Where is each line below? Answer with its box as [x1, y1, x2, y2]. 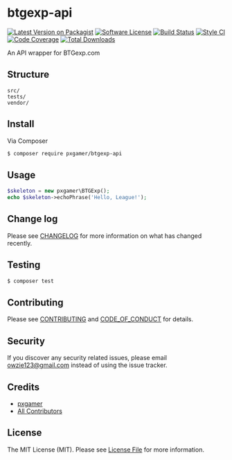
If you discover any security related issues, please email [7, 354, 168, 362]
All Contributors [17, 407, 62, 415]
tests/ [7, 93, 26, 100]
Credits [7, 381, 40, 393]
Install [7, 118, 35, 130]
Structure [7, 69, 50, 80]
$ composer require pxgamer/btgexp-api [7, 150, 123, 157]
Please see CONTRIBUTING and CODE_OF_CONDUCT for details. [7, 315, 194, 323]
